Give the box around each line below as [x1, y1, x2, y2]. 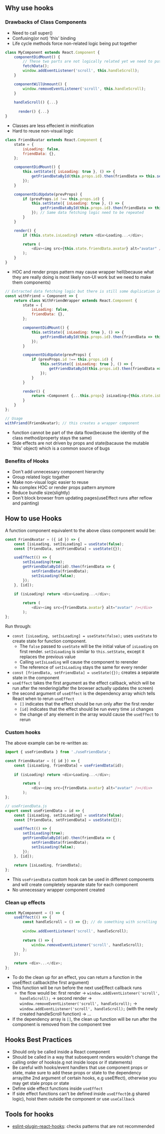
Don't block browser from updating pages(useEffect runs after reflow [12, 495, 153, 500]
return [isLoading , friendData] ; [14, 863, 82, 868]
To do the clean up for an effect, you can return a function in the [12, 974, 142, 980]
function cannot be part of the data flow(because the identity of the [12, 430, 149, 435]
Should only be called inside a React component [12, 1049, 110, 1055]
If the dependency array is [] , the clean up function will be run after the [12, 1016, 157, 1022]
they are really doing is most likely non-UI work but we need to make [12, 274, 151, 280]
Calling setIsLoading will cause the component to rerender [19, 659, 138, 665]
